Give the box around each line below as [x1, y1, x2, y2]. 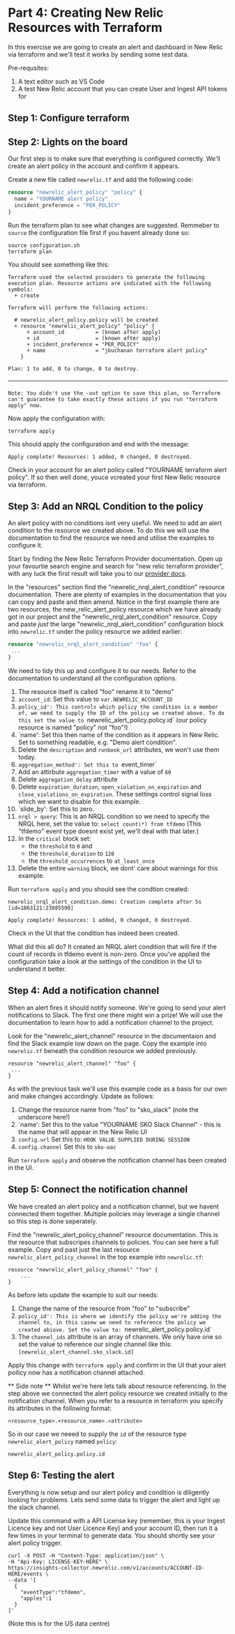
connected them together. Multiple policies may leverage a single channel [8, 1209, 220, 1218]
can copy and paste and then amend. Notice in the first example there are [8, 598, 220, 606]
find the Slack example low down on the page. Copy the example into [8, 1039, 207, 1047]
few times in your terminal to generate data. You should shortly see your [8, 1531, 215, 1539]
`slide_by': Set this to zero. [17, 805, 95, 813]
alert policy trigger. [8, 1538, 62, 1547]
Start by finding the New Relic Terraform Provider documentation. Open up [8, 554, 223, 563]
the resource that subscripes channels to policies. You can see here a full [8, 1238, 219, 1246]
